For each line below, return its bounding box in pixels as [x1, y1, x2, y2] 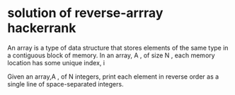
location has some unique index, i [7, 58, 105, 67]
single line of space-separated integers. [7, 79, 124, 88]
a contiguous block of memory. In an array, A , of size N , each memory [7, 51, 215, 60]
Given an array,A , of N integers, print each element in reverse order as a [7, 72, 219, 81]
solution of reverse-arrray [7, 5, 164, 21]
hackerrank [7, 20, 76, 36]
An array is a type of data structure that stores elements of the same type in [7, 43, 229, 52]
